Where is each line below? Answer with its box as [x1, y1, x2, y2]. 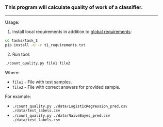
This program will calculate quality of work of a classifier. [5, 4, 143, 11]
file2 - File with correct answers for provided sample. [12, 84, 121, 90]
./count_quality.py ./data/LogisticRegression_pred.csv [12, 104, 128, 109]
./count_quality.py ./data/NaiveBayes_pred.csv [12, 113, 110, 118]
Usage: [5, 19, 19, 25]
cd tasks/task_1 [5, 38, 38, 43]
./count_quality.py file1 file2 [5, 61, 70, 66]
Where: [5, 69, 20, 75]
